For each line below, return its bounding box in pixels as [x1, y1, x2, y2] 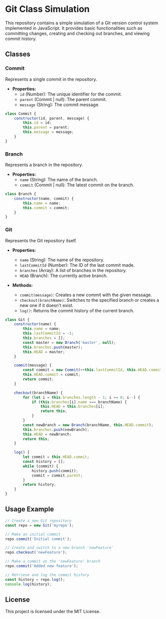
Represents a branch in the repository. [5, 162, 83, 168]
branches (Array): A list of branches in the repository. [19, 267, 127, 273]
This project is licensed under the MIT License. [5, 609, 101, 615]
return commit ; [23, 377, 54, 382]
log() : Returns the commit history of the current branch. [19, 307, 134, 313]
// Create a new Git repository [5, 518, 72, 523]
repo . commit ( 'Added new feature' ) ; [5, 563, 79, 568]
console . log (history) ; [5, 581, 52, 587]
